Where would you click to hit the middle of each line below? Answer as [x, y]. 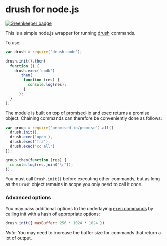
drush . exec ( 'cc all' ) [33, 146]
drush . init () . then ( [26, 61]
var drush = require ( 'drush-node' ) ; [44, 52]
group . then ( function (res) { [36, 160]
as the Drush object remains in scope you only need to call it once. [74, 184]
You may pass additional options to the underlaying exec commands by [79, 208]
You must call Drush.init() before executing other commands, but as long [83, 179]
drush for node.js [42, 9]
